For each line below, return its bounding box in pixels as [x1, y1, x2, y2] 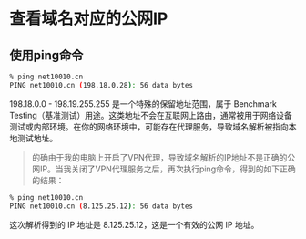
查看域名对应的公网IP [9, 8, 168, 29]
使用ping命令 [9, 47, 84, 63]
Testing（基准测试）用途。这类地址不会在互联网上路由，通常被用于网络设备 [9, 109, 293, 120]
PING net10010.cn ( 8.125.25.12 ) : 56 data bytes [9, 202, 194, 211]
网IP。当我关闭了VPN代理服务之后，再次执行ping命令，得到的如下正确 [31, 163, 296, 174]
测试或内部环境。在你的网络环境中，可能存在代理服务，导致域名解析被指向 [9, 120, 289, 132]
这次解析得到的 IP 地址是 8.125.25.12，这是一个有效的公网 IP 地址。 [9, 219, 260, 230]
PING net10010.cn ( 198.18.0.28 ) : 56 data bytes [9, 80, 194, 89]
